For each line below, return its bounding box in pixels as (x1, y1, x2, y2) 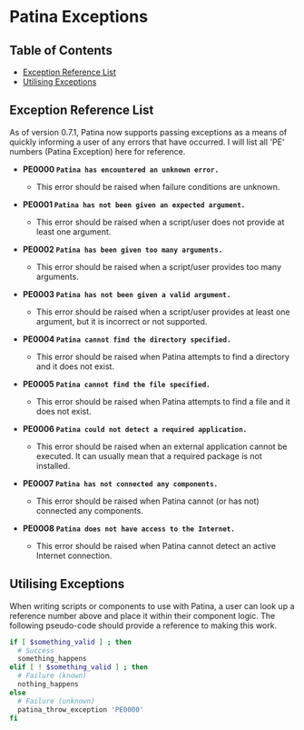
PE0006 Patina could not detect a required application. (22, 423, 248, 434)
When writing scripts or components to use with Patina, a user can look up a (9, 600, 295, 611)
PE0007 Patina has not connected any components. (22, 477, 219, 488)
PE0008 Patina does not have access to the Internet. (22, 523, 236, 534)
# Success (17, 645, 54, 655)
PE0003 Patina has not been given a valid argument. (22, 288, 231, 299)
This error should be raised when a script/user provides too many (35, 261, 282, 272)
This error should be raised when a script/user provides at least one (35, 306, 290, 317)
